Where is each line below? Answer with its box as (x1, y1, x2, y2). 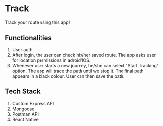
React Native (12, 116, 39, 122)
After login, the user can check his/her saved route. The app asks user (12, 52, 156, 58)
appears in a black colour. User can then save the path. (12, 73, 125, 79)
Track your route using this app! (5, 19, 70, 25)
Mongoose (12, 106, 35, 112)
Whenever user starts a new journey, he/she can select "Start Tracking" (12, 62, 159, 68)
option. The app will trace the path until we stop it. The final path (12, 68, 144, 74)
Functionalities (5, 34, 52, 42)
